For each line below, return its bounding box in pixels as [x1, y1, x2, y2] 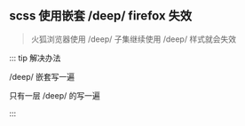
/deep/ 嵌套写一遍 [9, 71, 75, 82]
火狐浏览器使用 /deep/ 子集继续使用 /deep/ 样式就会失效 [30, 34, 237, 44]
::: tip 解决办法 [9, 52, 61, 63]
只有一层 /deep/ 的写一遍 [9, 90, 100, 100]
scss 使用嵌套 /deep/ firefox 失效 [9, 8, 193, 24]
